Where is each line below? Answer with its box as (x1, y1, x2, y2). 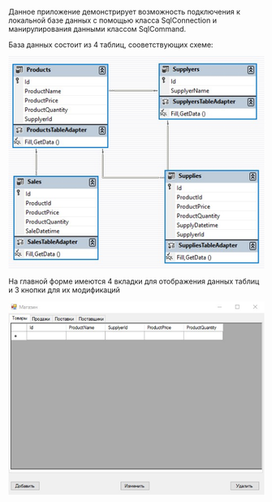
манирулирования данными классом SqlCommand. (8, 24, 187, 33)
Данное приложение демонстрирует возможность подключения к (8, 7, 241, 16)
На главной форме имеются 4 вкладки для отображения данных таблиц (8, 276, 260, 287)
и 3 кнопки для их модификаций (8, 285, 120, 295)
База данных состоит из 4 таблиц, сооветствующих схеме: (8, 40, 214, 50)
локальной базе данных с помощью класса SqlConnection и (8, 15, 218, 25)
